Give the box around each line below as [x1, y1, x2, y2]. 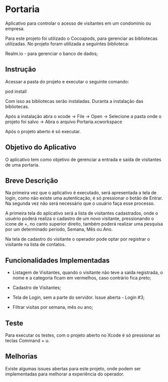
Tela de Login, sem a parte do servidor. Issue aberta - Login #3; [12, 294, 145, 301]
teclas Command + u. [5, 338, 50, 344]
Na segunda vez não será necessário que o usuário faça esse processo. [5, 200, 155, 206]
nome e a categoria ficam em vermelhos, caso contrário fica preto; [12, 275, 151, 281]
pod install [5, 88, 27, 94]
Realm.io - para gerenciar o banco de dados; [5, 50, 98, 57]
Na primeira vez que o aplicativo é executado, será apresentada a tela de [5, 190, 157, 196]
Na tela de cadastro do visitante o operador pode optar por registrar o [5, 236, 150, 242]
